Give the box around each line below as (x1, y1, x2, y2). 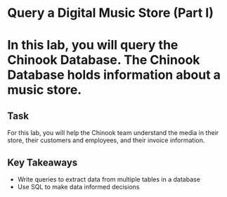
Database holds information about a (7, 67, 221, 83)
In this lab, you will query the (7, 37, 179, 53)
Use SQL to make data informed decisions (17, 183, 140, 191)
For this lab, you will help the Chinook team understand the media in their (7, 129, 219, 137)
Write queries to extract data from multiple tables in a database (17, 175, 200, 184)
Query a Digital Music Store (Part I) (7, 5, 214, 21)
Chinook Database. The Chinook (7, 52, 200, 68)
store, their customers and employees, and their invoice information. (7, 136, 205, 145)
